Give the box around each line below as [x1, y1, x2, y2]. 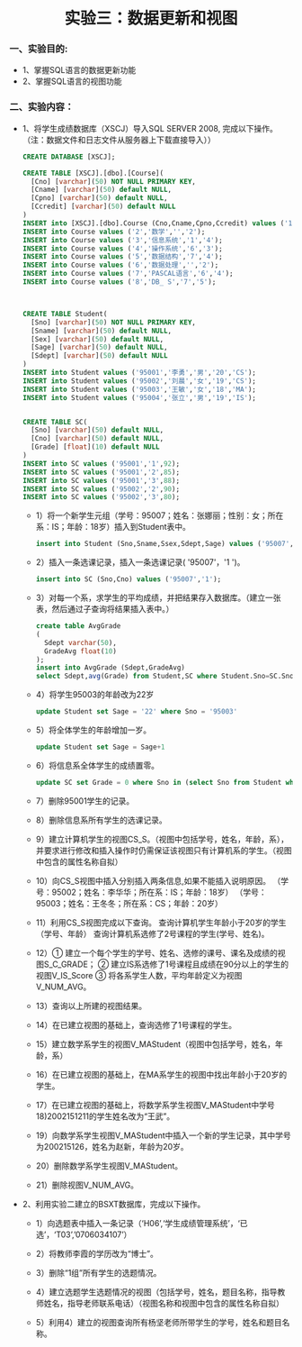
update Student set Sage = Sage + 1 [35, 742, 165, 752]
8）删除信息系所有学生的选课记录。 [35, 815, 168, 825]
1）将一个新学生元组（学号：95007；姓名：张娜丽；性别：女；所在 [35, 510, 284, 521]
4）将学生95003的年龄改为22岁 [35, 689, 155, 700]
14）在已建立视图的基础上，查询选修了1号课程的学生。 [35, 1019, 237, 1030]
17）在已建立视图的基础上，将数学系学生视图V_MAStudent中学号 [35, 1099, 276, 1110]
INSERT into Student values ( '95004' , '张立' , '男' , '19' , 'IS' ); [22, 393, 257, 402]
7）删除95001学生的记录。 [35, 795, 135, 806]
